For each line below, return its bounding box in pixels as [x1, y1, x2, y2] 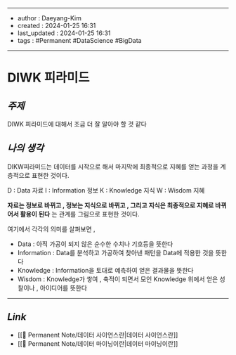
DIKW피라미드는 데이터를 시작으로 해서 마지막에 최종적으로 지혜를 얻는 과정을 [7, 162, 219, 171]
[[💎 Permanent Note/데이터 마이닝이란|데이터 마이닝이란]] [17, 339, 178, 348]
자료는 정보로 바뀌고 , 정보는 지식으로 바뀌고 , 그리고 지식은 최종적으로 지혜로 [7, 201, 214, 209]
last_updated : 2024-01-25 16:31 [17, 29, 111, 37]
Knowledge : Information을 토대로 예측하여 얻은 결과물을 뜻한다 [17, 266, 194, 274]
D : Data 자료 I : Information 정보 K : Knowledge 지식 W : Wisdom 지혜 [7, 186, 205, 194]
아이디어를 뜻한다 [39, 283, 88, 292]
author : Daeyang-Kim [17, 14, 82, 22]
